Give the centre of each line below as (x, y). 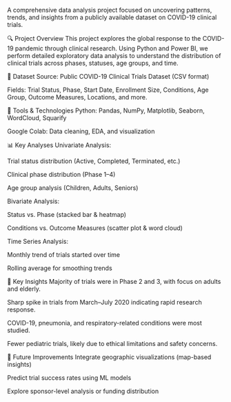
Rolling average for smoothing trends (60, 268)
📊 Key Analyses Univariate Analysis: (59, 145)
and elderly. (24, 289)
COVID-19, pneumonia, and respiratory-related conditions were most (104, 323)
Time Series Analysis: (38, 241)
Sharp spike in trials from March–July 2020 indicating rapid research (104, 302)
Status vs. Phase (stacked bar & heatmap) (67, 214)
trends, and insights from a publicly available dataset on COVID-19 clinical (112, 17)
